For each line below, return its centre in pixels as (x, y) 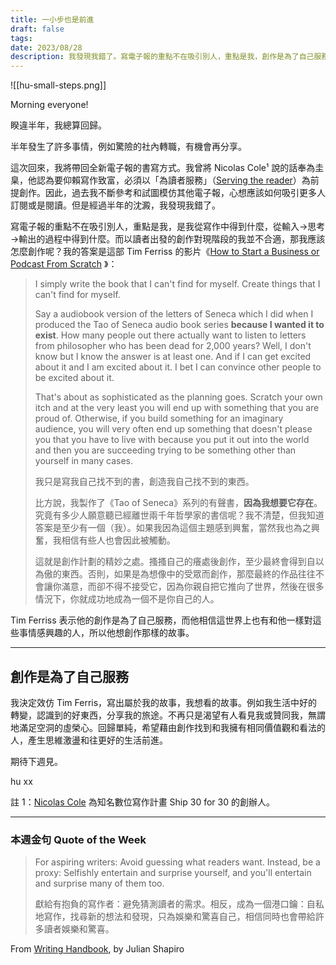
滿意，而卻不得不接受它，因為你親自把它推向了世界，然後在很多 (193, 587)
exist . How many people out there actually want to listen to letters (170, 335)
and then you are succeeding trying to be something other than (165, 450)
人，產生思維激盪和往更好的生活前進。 (89, 740)
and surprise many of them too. (99, 883)
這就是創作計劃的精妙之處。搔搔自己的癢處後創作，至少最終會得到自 (175, 562)
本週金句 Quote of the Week (78, 839)
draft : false (37, 29)
